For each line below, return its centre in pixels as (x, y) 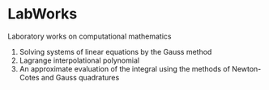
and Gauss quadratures (80, 77)
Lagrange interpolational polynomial (79, 60)
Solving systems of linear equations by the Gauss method (115, 51)
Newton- (246, 68)
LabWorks (43, 14)
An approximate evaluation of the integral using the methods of (124, 68)
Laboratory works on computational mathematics (90, 36)
